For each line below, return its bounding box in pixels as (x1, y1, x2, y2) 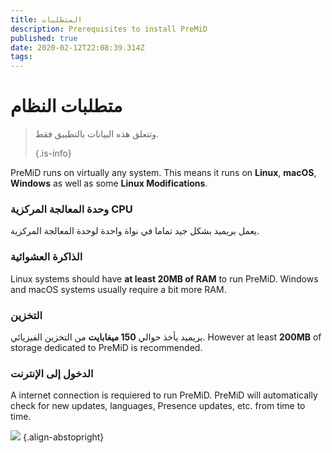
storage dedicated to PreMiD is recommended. (10, 341, 203, 353)
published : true (10, 33, 78, 43)
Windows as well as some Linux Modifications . (10, 177, 208, 190)
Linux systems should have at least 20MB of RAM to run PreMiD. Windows (10, 272, 319, 285)
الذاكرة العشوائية (10, 250, 83, 264)
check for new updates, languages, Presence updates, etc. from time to (10, 400, 306, 412)
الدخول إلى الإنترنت (10, 366, 94, 380)
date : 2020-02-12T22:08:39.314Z (10, 42, 145, 53)
